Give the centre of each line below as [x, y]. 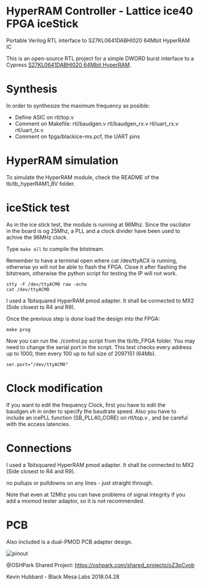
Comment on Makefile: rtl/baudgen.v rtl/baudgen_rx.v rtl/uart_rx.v [97, 124]
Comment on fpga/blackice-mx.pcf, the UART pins [77, 136]
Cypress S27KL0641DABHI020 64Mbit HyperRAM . [69, 65]
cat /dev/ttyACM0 [28, 289]
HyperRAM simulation [62, 161]
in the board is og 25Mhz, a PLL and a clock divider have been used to [93, 231]
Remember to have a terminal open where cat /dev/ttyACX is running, [92, 260]
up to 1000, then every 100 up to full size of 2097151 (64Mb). [81, 353]
